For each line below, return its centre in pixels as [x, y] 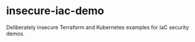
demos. [16, 33]
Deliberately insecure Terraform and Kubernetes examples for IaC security [98, 27]
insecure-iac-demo [55, 11]
